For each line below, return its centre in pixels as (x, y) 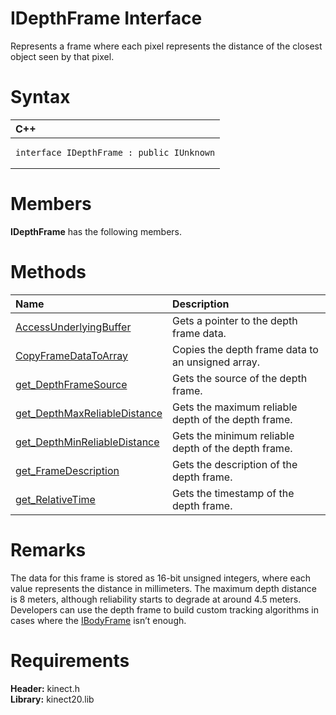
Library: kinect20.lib (52, 699)
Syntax (40, 97)
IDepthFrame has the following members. (96, 231)
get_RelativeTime (55, 499)
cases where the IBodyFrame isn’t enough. (98, 620)
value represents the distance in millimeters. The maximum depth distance (163, 588)
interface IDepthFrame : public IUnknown (115, 152)
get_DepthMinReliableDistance (87, 442)
